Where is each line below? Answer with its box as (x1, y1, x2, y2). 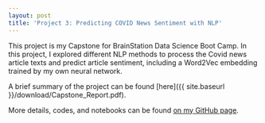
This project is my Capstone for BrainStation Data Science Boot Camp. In (8, 40, 247, 50)
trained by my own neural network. (8, 66, 123, 75)
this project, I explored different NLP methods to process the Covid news (8, 49, 247, 59)
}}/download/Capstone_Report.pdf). (8, 90, 127, 99)
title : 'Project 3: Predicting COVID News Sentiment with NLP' (8, 19, 223, 27)
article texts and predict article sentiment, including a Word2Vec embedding (8, 57, 258, 67)
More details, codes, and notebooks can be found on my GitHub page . (8, 105, 239, 115)
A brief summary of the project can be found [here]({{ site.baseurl (8, 81, 225, 91)
